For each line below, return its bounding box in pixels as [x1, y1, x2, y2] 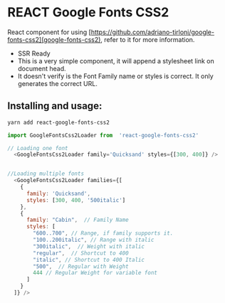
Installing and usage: [7, 100, 103, 112]
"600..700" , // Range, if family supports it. [33, 230, 174, 237]
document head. [17, 64, 66, 73]
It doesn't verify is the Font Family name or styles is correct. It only [17, 72, 214, 80]
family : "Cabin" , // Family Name [26, 216, 130, 224]
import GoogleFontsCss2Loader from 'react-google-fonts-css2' [7, 132, 199, 139]
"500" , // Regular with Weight [33, 262, 130, 270]
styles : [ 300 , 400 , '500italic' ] [26, 196, 126, 203]
